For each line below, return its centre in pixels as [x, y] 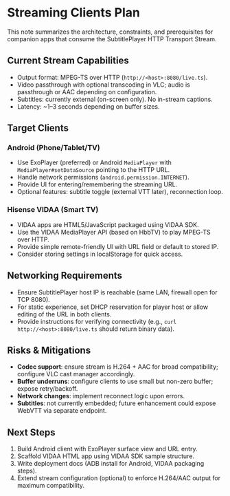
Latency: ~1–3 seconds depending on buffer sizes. [88, 106]
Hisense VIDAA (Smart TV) [53, 210]
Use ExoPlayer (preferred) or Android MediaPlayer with [94, 162]
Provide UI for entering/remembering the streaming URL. [97, 184]
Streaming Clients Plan [74, 13]
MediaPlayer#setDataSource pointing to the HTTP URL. [93, 170]
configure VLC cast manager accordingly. [76, 374]
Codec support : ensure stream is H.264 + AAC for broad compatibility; [117, 367]
